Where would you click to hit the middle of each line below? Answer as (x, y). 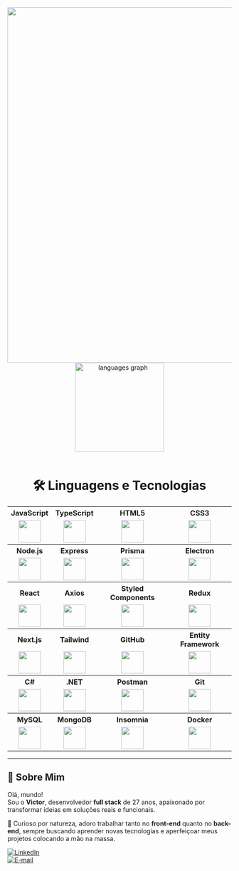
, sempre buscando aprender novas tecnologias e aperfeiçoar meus (118, 830)
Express (74, 550)
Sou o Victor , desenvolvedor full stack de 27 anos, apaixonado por (106, 802)
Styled (133, 588)
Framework (200, 644)
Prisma (133, 550)
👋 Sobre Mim (36, 778)
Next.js (30, 639)
